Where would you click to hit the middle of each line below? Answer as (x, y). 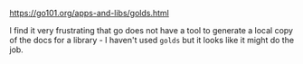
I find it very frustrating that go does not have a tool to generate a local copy (151, 30)
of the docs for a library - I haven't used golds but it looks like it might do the (152, 40)
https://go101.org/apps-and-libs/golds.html (89, 13)
